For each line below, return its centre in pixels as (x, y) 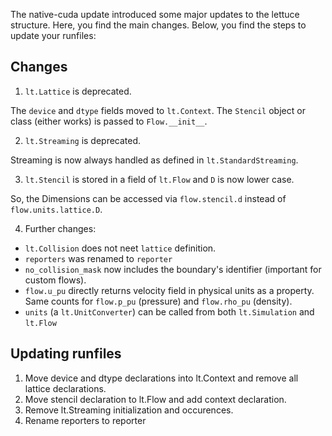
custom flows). (55, 280)
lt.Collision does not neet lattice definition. (120, 248)
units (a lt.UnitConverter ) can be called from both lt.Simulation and (169, 311)
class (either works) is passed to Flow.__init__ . (109, 121)
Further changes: (60, 228)
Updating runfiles (66, 354)
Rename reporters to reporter (85, 420)
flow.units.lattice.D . (56, 209)
